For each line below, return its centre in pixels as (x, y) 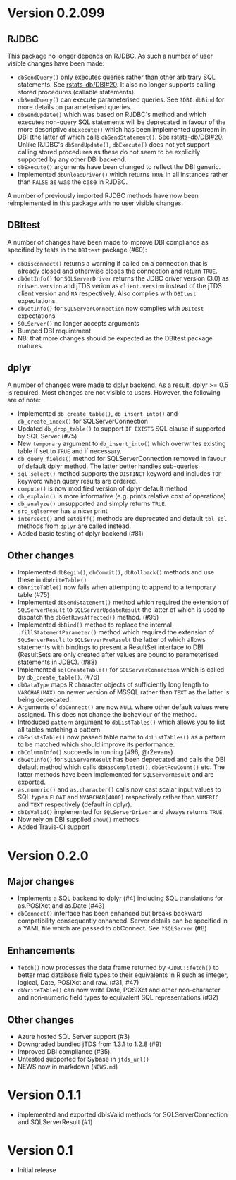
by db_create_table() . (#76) (58, 677)
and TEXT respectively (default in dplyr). (75, 804)
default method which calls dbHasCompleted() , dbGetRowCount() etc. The (121, 767)
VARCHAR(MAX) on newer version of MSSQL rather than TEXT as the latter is (123, 692)
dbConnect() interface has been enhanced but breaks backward (110, 914)
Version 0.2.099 (56, 13)
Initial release (37, 1170)
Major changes (41, 881)
